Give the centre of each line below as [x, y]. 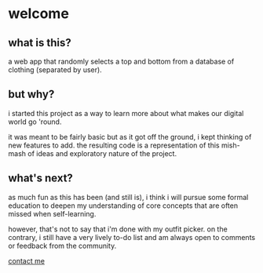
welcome [38, 14]
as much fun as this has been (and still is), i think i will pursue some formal [128, 197]
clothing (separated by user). [55, 70]
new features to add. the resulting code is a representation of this [114, 145]
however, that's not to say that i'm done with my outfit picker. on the [118, 229]
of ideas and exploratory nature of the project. [102, 153]
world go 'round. [35, 122]
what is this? [40, 43]
